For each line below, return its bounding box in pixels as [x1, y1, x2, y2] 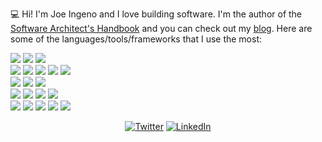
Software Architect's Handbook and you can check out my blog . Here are [10, 23, 313, 34]
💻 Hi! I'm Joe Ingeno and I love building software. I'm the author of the [10, 8, 303, 20]
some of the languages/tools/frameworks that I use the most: [10, 33, 263, 45]
